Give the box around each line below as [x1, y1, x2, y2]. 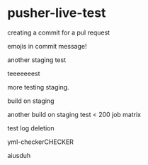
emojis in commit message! [7, 42, 87, 50]
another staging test [7, 55, 67, 64]
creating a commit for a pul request [7, 28, 110, 37]
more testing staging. [7, 82, 69, 91]
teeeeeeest [7, 69, 40, 78]
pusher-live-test [7, 5, 106, 21]
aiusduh [7, 151, 31, 159]
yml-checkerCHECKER [7, 137, 74, 146]
